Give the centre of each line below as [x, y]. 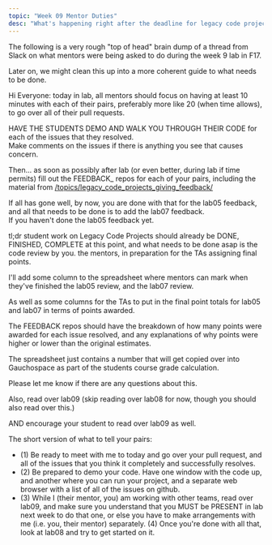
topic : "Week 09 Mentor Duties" [63, 16]
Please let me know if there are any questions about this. [103, 383]
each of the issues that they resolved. [71, 137]
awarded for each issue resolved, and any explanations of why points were [134, 334]
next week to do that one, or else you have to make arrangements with [138, 515]
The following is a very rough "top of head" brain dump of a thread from [128, 46]
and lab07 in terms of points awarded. [72, 310]
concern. [23, 154]
